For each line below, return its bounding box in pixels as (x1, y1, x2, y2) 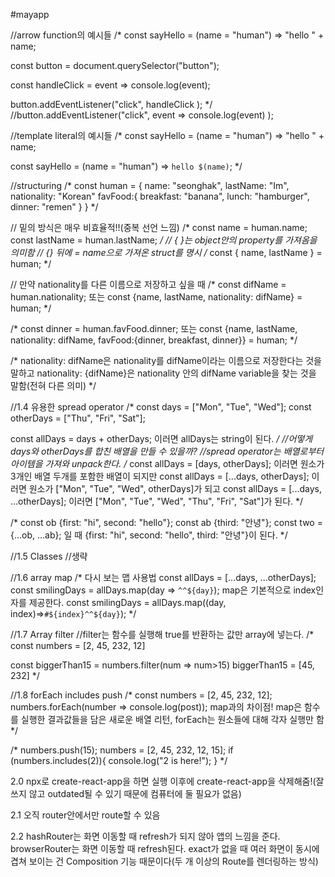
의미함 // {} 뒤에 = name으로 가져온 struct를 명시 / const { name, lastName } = (10, 247, 323, 258)
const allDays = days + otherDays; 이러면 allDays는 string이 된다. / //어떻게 (10, 433, 313, 444)
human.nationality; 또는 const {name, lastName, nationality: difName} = (10, 291, 303, 303)
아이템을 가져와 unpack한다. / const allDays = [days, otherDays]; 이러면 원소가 (10, 458, 325, 469)
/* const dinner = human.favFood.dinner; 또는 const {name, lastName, (10, 323, 298, 334)
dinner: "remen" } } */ (10, 201, 99, 213)
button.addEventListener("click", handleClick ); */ (10, 99, 213, 110)
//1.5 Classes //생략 (10, 550, 88, 562)
